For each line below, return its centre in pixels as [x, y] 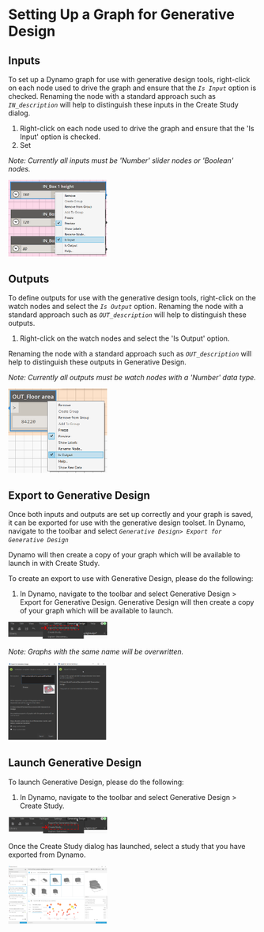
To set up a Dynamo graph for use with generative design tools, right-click [129, 79]
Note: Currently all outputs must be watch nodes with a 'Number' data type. [132, 377]
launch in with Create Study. [54, 564]
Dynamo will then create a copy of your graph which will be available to [124, 555]
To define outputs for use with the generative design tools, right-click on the [132, 297]
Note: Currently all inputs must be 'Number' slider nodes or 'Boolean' [121, 160]
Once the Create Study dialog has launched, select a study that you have [127, 846]
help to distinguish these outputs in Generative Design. [98, 362]
